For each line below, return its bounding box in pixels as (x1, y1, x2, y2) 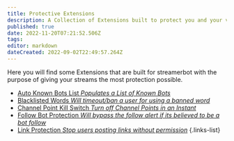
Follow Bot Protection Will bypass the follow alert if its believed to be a (17, 110, 220, 119)
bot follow (17, 118, 47, 126)
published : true (7, 23, 54, 30)
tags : (7, 36, 23, 43)
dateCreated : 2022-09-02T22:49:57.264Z (7, 49, 123, 56)
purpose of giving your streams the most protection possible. (7, 75, 183, 83)
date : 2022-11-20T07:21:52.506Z (7, 29, 101, 37)
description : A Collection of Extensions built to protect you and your (7, 17, 223, 24)
